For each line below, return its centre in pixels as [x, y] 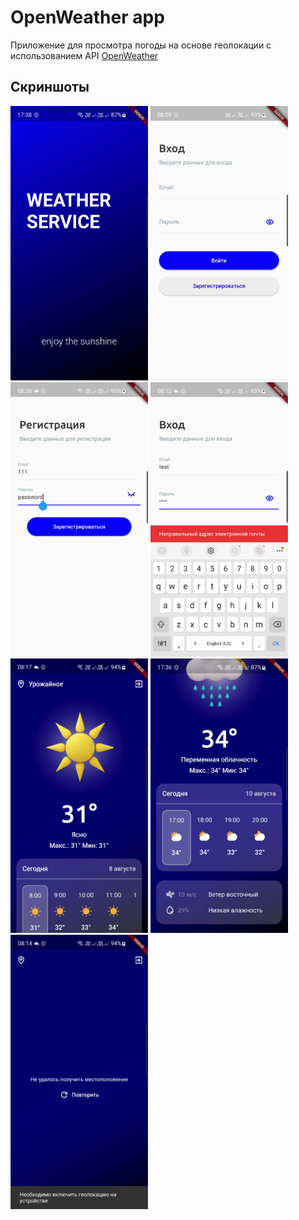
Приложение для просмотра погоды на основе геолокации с [141, 45]
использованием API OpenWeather [84, 55]
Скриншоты [50, 87]
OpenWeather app [87, 17]
